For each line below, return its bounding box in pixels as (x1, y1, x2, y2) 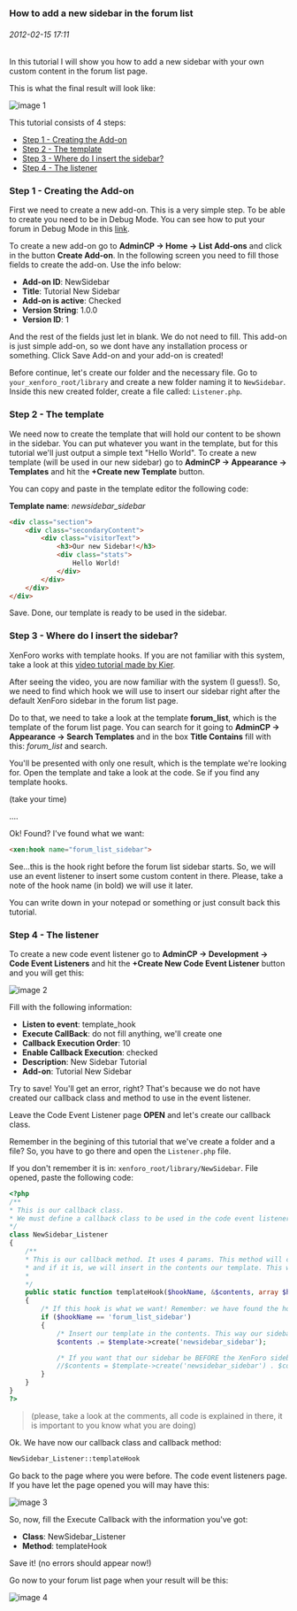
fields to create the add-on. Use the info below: (9, 259, 181, 270)
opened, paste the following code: (9, 1172, 134, 1183)
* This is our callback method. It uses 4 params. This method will (25, 1255, 283, 1264)
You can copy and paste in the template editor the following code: (9, 483, 249, 494)
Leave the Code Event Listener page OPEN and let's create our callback (9, 1109, 271, 1120)
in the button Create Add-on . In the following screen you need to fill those (9, 251, 279, 261)
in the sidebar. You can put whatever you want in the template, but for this (9, 437, 278, 449)
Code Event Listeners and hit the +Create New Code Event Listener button (9, 958, 286, 968)
